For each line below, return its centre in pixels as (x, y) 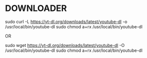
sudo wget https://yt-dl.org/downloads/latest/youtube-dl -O (65, 45)
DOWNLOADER (36, 8)
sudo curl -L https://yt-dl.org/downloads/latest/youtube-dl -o (66, 22)
